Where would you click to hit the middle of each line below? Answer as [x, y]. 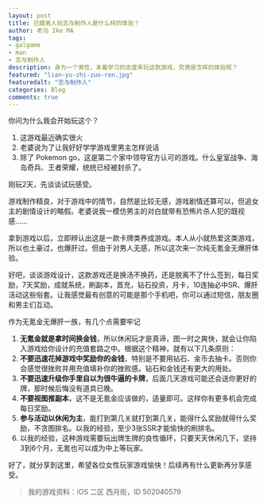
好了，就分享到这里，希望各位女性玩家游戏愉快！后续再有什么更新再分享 [126, 465]
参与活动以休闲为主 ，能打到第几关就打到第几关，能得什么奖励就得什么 [135, 418]
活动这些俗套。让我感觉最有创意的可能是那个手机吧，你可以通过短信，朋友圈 [133, 295]
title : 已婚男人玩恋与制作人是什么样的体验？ [74, 23]
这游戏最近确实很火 [51, 138]
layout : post [30, 16]
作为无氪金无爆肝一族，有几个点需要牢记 [74, 322]
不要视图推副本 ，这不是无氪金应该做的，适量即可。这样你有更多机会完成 [138, 398]
